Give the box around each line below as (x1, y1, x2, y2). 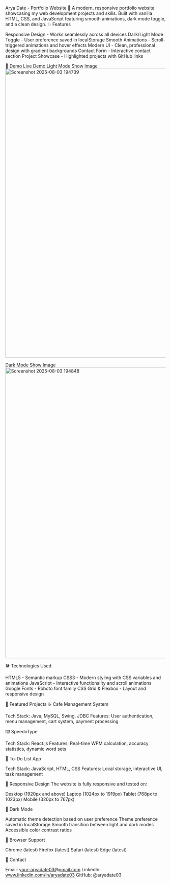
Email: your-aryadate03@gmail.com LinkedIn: (5, 867, 101, 872)
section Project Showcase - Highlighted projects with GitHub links (5, 53, 144, 59)
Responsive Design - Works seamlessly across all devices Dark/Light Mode (5, 31, 164, 37)
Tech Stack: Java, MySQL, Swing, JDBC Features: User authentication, (5, 713, 154, 719)
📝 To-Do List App (5, 756, 42, 761)
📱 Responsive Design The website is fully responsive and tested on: (5, 781, 148, 787)
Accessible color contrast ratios (5, 827, 72, 833)
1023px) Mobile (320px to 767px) (5, 796, 75, 802)
